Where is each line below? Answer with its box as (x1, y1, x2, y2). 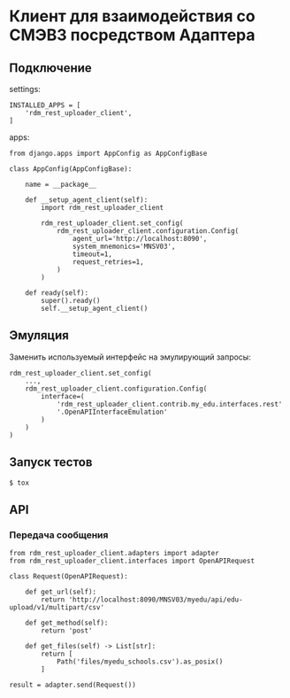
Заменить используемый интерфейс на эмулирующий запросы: (9, 352, 252, 362)
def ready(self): (25, 289, 89, 298)
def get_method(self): (25, 618, 109, 628)
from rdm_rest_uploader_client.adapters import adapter (9, 549, 219, 558)
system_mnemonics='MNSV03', (72, 242, 176, 251)
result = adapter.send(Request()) (9, 680, 137, 690)
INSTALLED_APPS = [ (9, 101, 81, 110)
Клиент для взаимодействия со (9, 6, 256, 27)
